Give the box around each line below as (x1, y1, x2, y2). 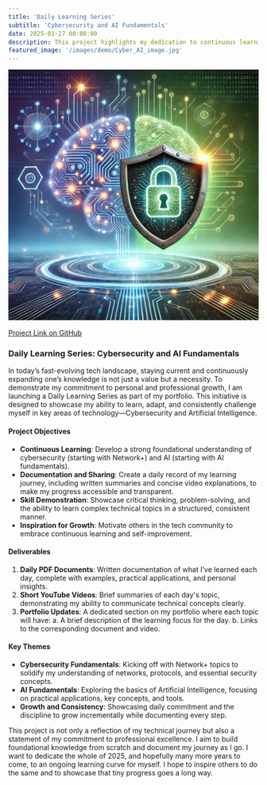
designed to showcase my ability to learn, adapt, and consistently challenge (8, 400, 257, 410)
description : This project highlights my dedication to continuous (8, 38, 237, 46)
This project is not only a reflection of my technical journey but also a (8, 726, 235, 736)
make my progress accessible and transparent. (19, 486, 174, 496)
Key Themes (8, 642, 51, 651)
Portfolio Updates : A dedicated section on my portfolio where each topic (19, 607, 259, 616)
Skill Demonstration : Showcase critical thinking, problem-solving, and (19, 495, 250, 504)
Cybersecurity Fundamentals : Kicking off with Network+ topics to (19, 660, 238, 670)
